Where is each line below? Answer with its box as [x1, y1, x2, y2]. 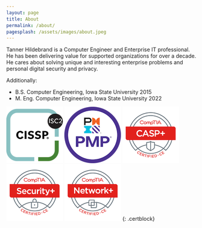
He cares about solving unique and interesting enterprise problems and [6, 59, 183, 66]
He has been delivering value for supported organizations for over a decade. [6, 52, 197, 60]
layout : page [6, 10, 39, 16]
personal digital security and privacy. [6, 65, 98, 72]
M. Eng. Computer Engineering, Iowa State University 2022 [14, 95, 162, 102]
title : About [6, 16, 39, 22]
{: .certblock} [122, 215, 156, 223]
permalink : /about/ [6, 22, 55, 28]
